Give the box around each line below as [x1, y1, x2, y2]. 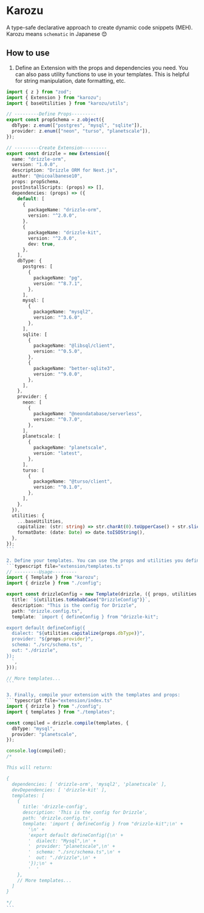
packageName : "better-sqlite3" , [33, 365, 115, 371]
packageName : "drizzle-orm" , [28, 207, 102, 213]
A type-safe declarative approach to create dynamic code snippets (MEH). [6, 24, 193, 31]
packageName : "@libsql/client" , [33, 343, 115, 349]
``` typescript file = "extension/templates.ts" [6, 563, 123, 569]
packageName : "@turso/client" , [33, 478, 113, 484]
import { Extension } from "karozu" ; [6, 94, 102, 100]
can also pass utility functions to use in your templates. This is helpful [15, 71, 189, 78]
